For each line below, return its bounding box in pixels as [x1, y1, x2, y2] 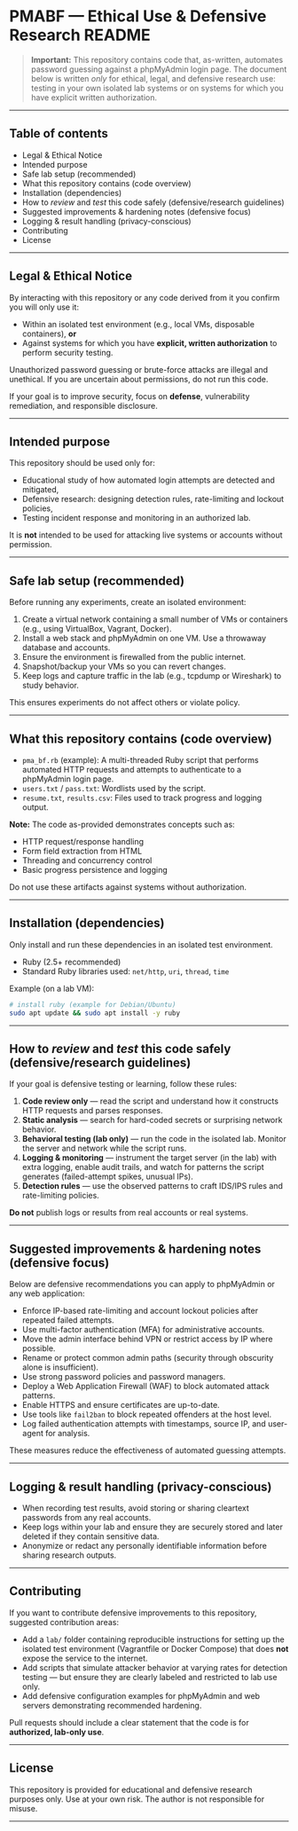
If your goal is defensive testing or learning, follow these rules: [9, 1079, 238, 1089]
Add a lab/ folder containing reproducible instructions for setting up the [21, 1634, 286, 1645]
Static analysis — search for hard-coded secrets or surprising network [21, 1115, 283, 1126]
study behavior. [21, 680, 80, 691]
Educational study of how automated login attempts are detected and [21, 475, 275, 485]
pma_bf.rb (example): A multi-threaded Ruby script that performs [21, 755, 259, 765]
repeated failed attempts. [21, 1315, 114, 1325]
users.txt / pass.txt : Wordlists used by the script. [21, 783, 207, 793]
